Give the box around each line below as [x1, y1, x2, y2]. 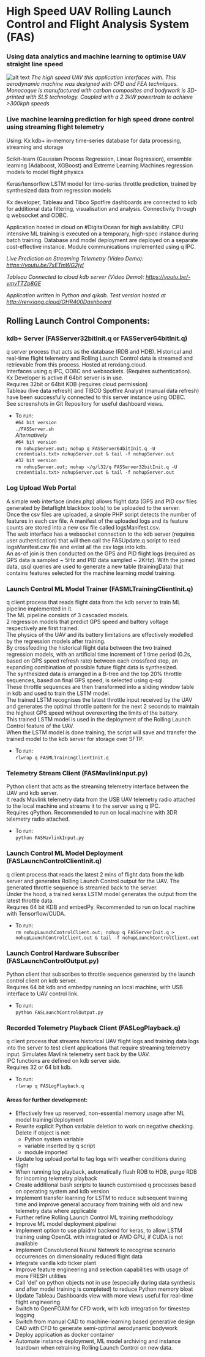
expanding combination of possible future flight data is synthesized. [6, 664, 178, 671]
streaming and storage [6, 143, 64, 151]
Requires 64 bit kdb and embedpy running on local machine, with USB [6, 983, 184, 990]
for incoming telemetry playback [15, 1175, 97, 1182]
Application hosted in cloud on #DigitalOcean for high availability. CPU [6, 223, 184, 230]
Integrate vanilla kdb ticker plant [15, 1260, 97, 1267]
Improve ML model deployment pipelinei [15, 1220, 117, 1228]
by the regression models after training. [6, 637, 106, 645]
